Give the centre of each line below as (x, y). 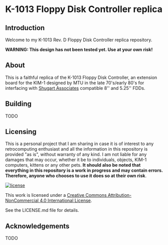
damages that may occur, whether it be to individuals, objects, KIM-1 (76, 160)
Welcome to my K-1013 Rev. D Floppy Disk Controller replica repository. (79, 40)
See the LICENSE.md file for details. (42, 210)
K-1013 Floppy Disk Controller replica (84, 9)
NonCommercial (22, 201)
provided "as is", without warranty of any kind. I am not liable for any (76, 155)
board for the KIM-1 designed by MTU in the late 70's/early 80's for (75, 83)
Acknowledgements (37, 226)
